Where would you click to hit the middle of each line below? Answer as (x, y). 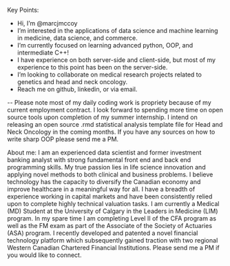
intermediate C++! (43, 52)
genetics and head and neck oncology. (72, 82)
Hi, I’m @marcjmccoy (47, 23)
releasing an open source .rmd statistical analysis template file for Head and (115, 124)
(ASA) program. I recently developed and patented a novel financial (103, 233)
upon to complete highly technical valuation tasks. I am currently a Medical (113, 204)
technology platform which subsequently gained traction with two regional (113, 240)
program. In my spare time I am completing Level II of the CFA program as (112, 218)
